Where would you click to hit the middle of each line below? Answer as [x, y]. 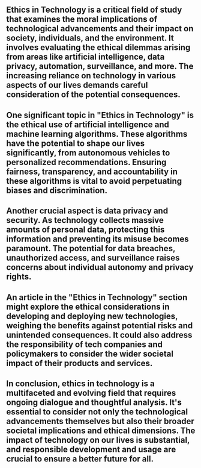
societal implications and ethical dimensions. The [101, 430]
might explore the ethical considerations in [88, 307]
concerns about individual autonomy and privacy [100, 267]
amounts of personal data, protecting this [85, 230]
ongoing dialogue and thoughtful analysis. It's [94, 402]
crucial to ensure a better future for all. [80, 459]
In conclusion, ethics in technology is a [80, 383]
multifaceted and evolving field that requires [91, 393]
